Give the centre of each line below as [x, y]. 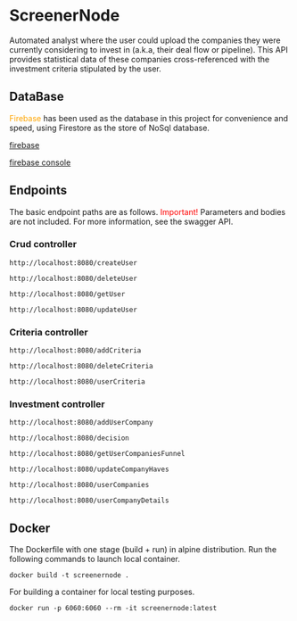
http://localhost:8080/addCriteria [75, 351]
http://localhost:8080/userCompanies [79, 485]
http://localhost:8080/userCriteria [77, 382]
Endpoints [38, 190]
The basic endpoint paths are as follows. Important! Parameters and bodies [148, 211]
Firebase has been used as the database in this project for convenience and [148, 118]
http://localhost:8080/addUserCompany [81, 423]
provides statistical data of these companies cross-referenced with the [140, 59]
